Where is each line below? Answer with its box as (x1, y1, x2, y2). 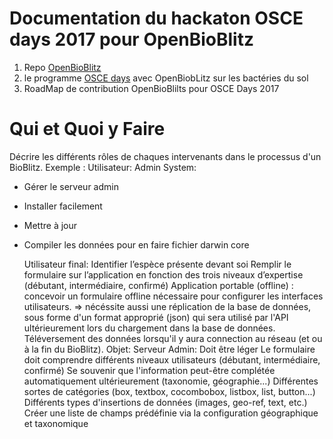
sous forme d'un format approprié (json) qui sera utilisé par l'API (23, 311, 289, 323)
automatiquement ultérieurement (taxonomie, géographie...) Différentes (23, 375, 319, 387)
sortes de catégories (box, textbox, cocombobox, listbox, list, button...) (23, 385, 316, 397)
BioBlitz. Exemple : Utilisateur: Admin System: (9, 161, 197, 173)
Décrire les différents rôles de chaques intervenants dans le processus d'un (9, 150, 322, 162)
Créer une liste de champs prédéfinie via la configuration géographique (23, 407, 319, 419)
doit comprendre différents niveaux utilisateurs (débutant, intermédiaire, (23, 353, 321, 366)
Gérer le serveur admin (23, 180, 119, 192)
